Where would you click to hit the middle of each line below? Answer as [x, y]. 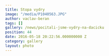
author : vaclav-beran [27, 19]
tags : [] [14, 23]
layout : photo [20, 46]
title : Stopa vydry [25, 9]
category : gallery [24, 41]
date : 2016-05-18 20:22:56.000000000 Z [46, 37]
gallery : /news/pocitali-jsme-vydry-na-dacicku [55, 28]
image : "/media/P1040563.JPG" [36, 14]
